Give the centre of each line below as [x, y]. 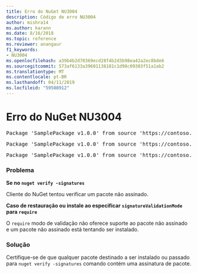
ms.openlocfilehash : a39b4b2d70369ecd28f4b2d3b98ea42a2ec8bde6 [85, 60]
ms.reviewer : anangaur [34, 45]
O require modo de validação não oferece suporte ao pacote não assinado [97, 223]
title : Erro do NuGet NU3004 [42, 11]
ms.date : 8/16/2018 [30, 33]
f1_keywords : [22, 50]
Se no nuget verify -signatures [46, 183]
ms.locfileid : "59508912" [38, 88]
